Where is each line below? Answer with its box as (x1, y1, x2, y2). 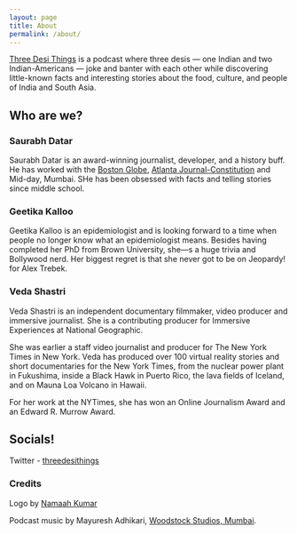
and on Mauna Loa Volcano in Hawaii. (9, 379, 147, 390)
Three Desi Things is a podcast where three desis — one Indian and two (9, 54, 273, 65)
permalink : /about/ (9, 29, 82, 38)
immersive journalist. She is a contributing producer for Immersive (9, 315, 251, 325)
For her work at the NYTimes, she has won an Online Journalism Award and (9, 396, 285, 407)
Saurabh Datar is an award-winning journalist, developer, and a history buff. (9, 155, 285, 165)
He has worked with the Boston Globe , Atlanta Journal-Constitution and (9, 164, 271, 175)
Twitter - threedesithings (9, 455, 100, 466)
